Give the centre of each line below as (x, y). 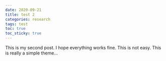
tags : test (17, 24)
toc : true (16, 29)
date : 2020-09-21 (23, 10)
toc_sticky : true (23, 33)
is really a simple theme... (32, 53)
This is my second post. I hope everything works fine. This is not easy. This (83, 48)
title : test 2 (20, 15)
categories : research (28, 19)
